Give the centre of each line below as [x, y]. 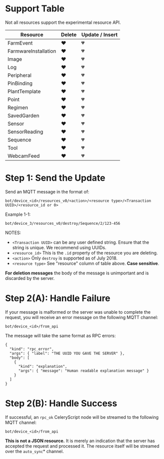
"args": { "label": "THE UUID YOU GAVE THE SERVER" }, [67, 353]
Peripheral [20, 75]
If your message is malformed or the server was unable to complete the [78, 312]
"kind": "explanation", [43, 366]
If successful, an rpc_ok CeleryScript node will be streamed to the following [82, 417]
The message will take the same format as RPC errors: [61, 335]
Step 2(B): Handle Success [61, 403]
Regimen [18, 107]
